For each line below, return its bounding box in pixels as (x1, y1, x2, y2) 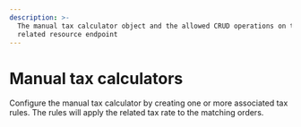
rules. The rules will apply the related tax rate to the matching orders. (9, 107, 264, 118)
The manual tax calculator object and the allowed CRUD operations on (17, 21, 287, 30)
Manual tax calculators (9, 68, 184, 89)
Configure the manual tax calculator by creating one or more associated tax (9, 97, 288, 108)
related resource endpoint (17, 30, 118, 38)
